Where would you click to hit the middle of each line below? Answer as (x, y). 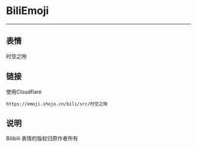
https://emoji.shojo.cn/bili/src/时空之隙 (57, 104)
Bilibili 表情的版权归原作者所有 (42, 138)
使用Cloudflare (24, 91)
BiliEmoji (28, 11)
